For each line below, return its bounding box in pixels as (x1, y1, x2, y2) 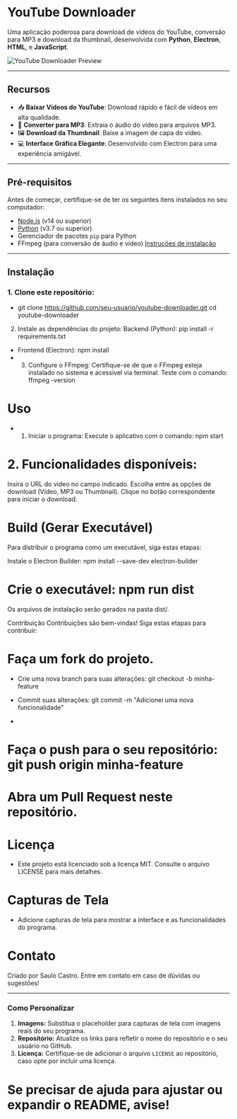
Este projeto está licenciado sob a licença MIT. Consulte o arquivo (17, 860, 210, 868)
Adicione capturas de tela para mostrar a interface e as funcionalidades (17, 916, 226, 924)
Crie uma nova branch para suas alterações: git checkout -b (17, 674, 193, 683)
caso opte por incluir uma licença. (17, 1057, 116, 1065)
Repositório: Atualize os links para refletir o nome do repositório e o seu (17, 1034, 228, 1043)
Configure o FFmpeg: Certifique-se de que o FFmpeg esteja (28, 361, 202, 369)
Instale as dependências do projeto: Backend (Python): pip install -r (17, 325, 214, 333)
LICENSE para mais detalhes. (17, 868, 102, 876)
